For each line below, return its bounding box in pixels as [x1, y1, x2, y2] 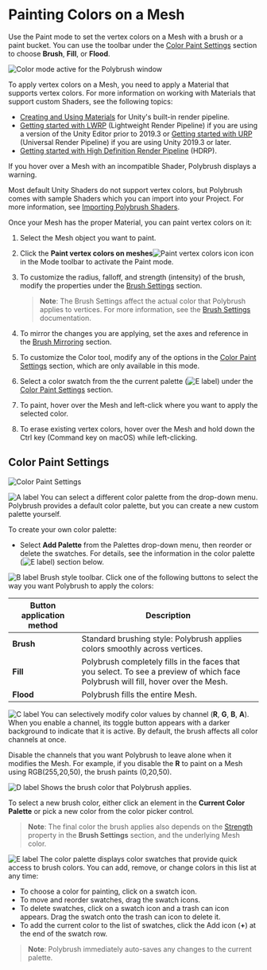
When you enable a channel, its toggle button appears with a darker [8, 718, 230, 727]
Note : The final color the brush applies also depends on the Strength [27, 822, 253, 831]
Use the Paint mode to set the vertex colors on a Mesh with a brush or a [8, 32, 244, 41]
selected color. [19, 409, 69, 418]
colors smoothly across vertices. [81, 643, 203, 654]
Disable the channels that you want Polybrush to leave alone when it [8, 750, 232, 760]
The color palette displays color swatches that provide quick [39, 854, 238, 863]
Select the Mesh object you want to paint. [19, 233, 157, 242]
